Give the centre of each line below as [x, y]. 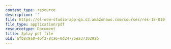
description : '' [22, 15]
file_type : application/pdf [35, 24]
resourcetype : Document [31, 29]
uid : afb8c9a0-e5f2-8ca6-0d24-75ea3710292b [52, 39]
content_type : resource [31, 10]
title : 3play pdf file [29, 34]
